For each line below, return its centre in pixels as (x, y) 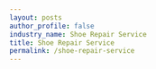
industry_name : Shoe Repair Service (78, 34)
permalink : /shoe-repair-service (72, 51)
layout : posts (36, 17)
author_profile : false (52, 26)
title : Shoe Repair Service (62, 43)
